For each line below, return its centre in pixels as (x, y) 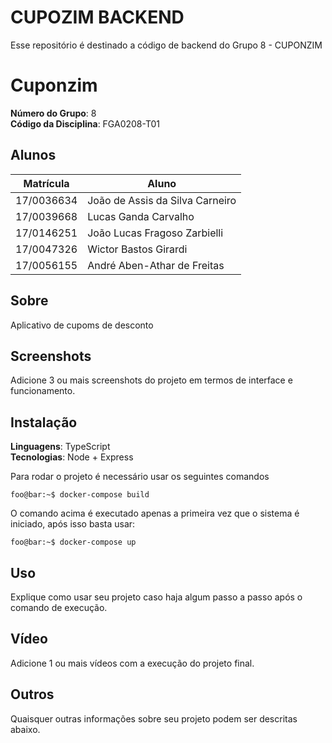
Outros (32, 694)
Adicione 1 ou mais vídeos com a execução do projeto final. (132, 663)
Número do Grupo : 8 (53, 113)
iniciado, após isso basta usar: (73, 524)
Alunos (33, 155)
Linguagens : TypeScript (60, 447)
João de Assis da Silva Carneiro (162, 200)
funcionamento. (43, 391)
